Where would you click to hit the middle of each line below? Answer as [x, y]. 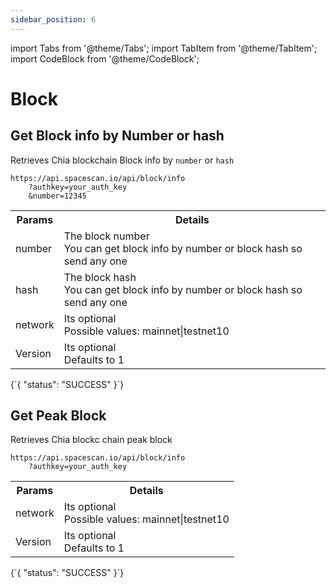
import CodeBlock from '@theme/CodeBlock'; [105, 58]
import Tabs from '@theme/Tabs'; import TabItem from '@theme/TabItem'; [164, 48]
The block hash [100, 277]
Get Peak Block [58, 416]
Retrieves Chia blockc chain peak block [91, 440]
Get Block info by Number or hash [117, 136]
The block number [106, 236]
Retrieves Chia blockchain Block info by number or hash [122, 160]
